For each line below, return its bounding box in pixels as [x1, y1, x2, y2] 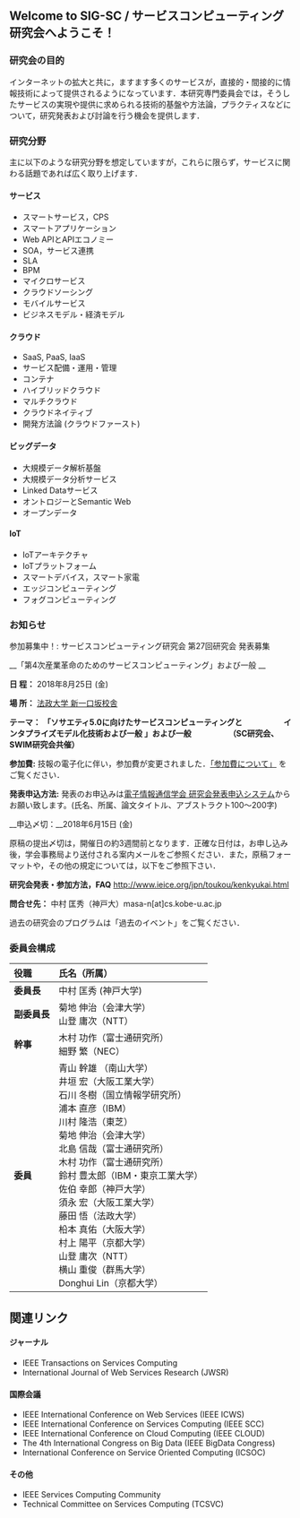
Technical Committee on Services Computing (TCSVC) [21, 1499, 224, 1510]
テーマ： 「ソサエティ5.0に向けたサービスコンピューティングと [9, 717, 244, 728]
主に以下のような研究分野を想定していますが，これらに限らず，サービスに [9, 156, 283, 168]
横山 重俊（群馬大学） [58, 1264, 151, 1276]
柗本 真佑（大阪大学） [58, 1223, 151, 1236]
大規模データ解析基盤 [21, 462, 101, 473]
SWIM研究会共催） [9, 739, 80, 750]
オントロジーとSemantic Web [21, 496, 132, 506]
